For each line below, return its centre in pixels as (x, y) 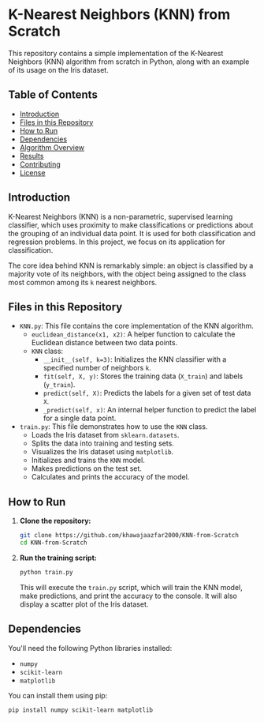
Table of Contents (53, 95)
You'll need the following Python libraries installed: (90, 648)
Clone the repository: (55, 521)
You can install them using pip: (58, 695)
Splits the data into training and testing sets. (103, 443)
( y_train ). (59, 385)
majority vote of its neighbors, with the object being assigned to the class (127, 273)
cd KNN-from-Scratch (53, 543)
